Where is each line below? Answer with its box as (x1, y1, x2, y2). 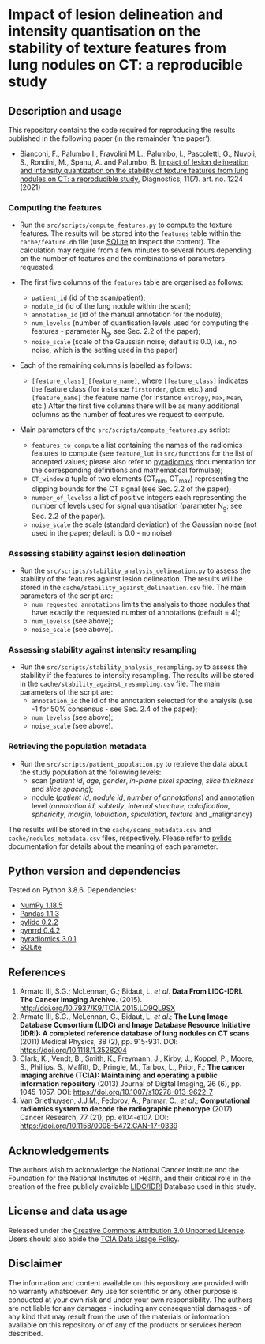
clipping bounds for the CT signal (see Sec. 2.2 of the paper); (31, 484, 231, 494)
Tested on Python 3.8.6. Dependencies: (8, 885, 136, 895)
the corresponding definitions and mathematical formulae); (31, 465, 223, 475)
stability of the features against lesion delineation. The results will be (19, 574, 243, 583)
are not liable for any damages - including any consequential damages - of (8, 1303, 251, 1312)
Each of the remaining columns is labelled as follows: (19, 361, 192, 370)
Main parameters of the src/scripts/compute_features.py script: (19, 425, 230, 434)
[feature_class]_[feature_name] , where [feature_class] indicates (31, 376, 248, 385)
